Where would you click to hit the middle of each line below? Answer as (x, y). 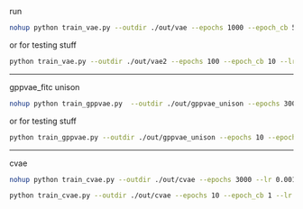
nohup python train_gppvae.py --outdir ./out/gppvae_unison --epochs (145, 104)
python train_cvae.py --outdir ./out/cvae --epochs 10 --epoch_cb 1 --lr (151, 195)
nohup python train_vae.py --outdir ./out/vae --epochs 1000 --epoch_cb (149, 28)
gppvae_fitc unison (45, 86)
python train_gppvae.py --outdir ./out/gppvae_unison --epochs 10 (137, 137)
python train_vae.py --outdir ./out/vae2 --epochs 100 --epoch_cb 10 (143, 61)
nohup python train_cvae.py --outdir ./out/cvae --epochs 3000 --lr (141, 179)
